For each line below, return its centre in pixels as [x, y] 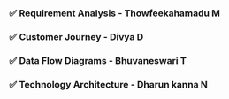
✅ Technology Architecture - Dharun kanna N [108, 84]
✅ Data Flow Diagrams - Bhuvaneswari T [98, 60]
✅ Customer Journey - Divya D [76, 36]
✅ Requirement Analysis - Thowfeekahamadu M [115, 13]
